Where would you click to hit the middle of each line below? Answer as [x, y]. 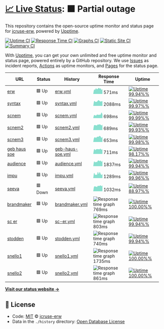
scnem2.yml [67, 127]
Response [109, 76]
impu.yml [64, 175]
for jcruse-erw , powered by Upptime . [42, 31]
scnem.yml [66, 116]
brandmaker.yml [71, 204]
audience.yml [68, 164]
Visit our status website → [32, 289]
